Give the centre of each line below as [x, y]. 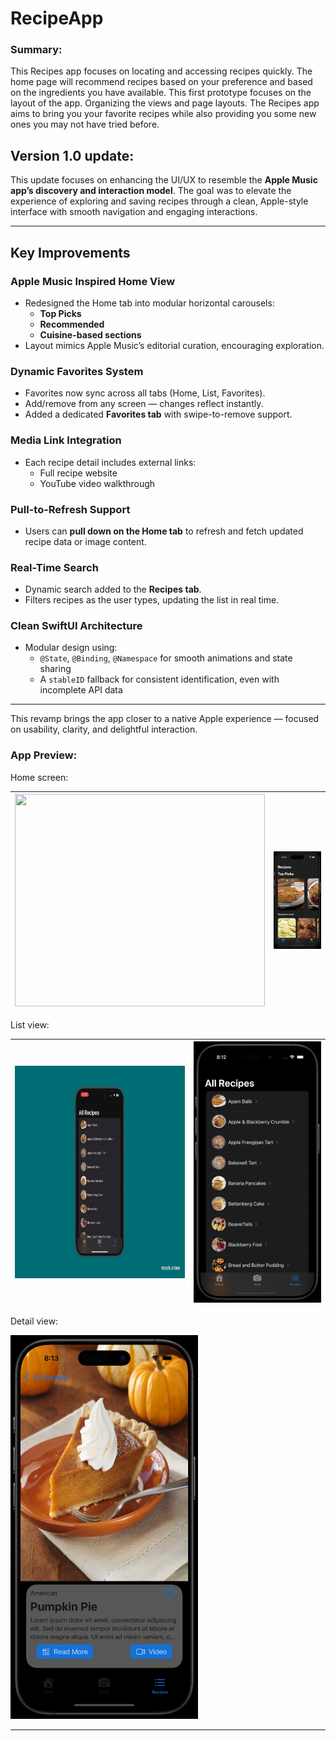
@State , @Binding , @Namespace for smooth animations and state [166, 658]
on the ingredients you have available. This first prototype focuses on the [161, 93]
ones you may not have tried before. [85, 124]
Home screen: [39, 777]
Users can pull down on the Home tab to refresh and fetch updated [164, 531]
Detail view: [34, 1321]
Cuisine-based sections [90, 334]
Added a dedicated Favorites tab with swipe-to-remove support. [158, 414]
